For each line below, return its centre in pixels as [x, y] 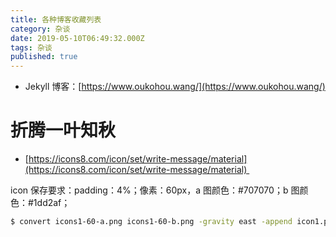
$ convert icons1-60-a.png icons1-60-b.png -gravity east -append [151, 222]
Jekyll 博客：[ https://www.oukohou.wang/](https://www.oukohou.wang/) [175, 87]
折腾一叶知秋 [63, 130]
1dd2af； [52, 203]
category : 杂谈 [40, 29]
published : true [44, 57]
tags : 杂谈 [31, 47]
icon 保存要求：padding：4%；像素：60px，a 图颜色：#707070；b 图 [155, 190]
